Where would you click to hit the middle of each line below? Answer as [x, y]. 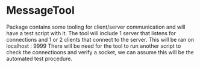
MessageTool [41, 10]
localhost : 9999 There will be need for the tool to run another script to [94, 46]
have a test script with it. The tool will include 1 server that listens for [91, 33]
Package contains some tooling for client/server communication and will [96, 27]
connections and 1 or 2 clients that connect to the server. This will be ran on [100, 39]
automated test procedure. [39, 58]
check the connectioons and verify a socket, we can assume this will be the [100, 52]
